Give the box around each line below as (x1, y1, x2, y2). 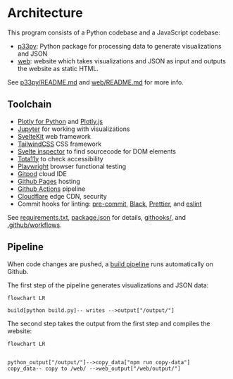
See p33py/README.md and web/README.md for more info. (7, 77, 184, 86)
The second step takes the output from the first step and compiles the (7, 319, 210, 328)
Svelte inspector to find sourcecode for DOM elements (17, 147, 176, 156)
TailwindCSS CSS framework (17, 139, 102, 148)
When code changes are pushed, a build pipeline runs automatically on (7, 259, 213, 268)
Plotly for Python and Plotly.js (17, 117, 103, 125)
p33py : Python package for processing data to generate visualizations (17, 42, 222, 50)
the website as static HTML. (17, 64, 99, 73)
